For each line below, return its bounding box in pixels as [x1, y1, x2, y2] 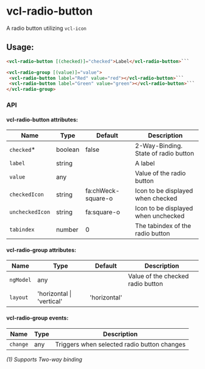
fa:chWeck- [85, 187, 120, 195]
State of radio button [135, 149, 194, 158]
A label [135, 159, 155, 168]
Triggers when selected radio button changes [55, 340, 186, 348]
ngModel [9, 276, 32, 284]
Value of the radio [135, 169, 186, 177]
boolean [56, 145, 80, 154]
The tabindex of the [135, 221, 192, 230]
